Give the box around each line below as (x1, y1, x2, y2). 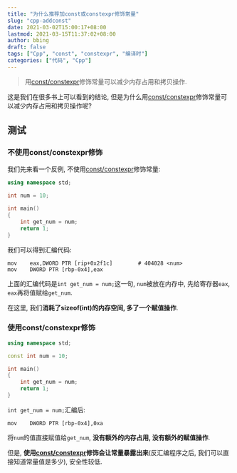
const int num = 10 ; (7, 352, 69, 360)
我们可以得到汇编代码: (7, 245, 73, 254)
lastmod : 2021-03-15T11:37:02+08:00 (7, 30, 116, 38)
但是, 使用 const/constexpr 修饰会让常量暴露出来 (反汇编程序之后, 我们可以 (7, 448, 223, 457)
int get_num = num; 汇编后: (7, 405, 85, 414)
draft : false (7, 44, 46, 51)
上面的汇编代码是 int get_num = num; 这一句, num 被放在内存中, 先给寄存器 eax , (7, 279, 230, 288)
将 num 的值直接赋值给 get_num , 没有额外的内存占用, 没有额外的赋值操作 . (7, 433, 211, 442)
